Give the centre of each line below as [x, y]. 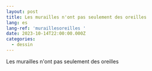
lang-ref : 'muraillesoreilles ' [46, 28]
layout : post [22, 12]
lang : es [17, 22]
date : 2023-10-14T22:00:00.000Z [46, 34]
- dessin [22, 45]
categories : [21, 39]
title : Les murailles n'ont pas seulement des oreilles [76, 17]
